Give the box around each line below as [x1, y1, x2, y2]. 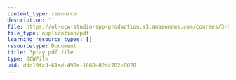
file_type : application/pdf [7, 29, 90, 37]
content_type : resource [7, 10, 77, 17]
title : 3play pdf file [7, 49, 74, 56]
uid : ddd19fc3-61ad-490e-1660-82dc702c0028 [7, 62, 137, 69]
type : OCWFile [7, 56, 49, 63]
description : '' [7, 17, 55, 24]
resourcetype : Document [7, 42, 77, 49]
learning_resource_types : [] [7, 36, 93, 43]
